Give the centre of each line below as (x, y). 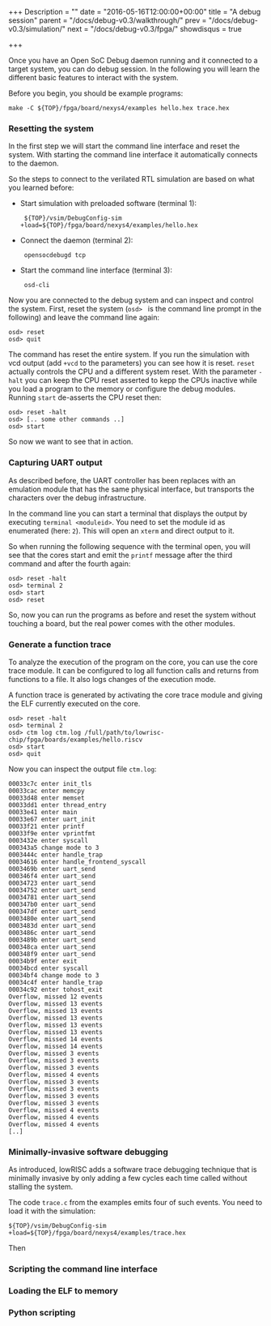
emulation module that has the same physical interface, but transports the (131, 489)
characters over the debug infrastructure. (78, 497)
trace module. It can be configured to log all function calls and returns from (133, 670)
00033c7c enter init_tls (50, 783)
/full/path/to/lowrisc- (124, 732)
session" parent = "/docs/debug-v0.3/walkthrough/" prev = (108, 20)
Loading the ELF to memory (64, 1291)
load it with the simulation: (52, 1211)
